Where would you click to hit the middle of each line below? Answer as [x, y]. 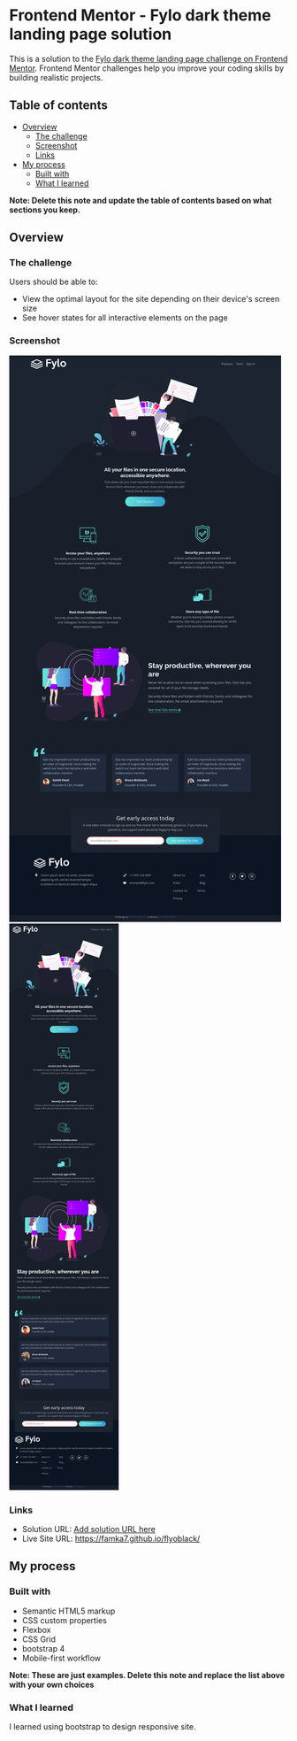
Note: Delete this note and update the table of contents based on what [141, 200]
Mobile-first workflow [61, 1658]
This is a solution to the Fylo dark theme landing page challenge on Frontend [148, 58]
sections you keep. [45, 210]
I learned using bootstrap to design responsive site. [103, 1727]
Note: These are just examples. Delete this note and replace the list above [147, 1675]
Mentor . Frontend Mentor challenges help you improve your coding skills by [147, 68]
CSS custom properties [65, 1620]
